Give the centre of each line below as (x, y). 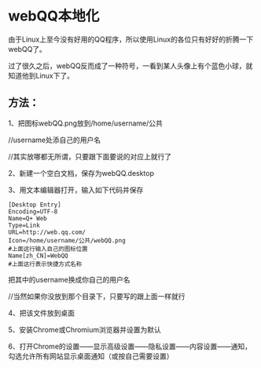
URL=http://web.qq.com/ (47, 232)
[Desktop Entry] (35, 205)
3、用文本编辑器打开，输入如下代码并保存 (76, 190)
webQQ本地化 (54, 16)
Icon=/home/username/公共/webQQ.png (67, 240)
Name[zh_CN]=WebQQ (38, 256)
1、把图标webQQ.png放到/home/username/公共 (86, 123)
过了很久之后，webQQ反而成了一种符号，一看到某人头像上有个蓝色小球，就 (130, 66)
